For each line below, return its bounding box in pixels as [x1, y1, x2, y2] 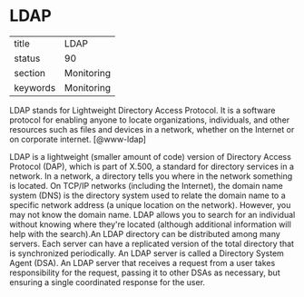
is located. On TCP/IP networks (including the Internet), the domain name [9, 180, 283, 191]
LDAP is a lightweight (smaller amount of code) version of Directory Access [9, 151, 292, 162]
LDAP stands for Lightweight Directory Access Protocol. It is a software [9, 104, 276, 115]
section [14, 66, 46, 79]
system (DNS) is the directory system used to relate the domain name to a [9, 190, 286, 201]
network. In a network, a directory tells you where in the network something [9, 170, 293, 182]
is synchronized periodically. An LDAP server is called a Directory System [9, 247, 284, 259]
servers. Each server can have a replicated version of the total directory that [9, 238, 295, 249]
